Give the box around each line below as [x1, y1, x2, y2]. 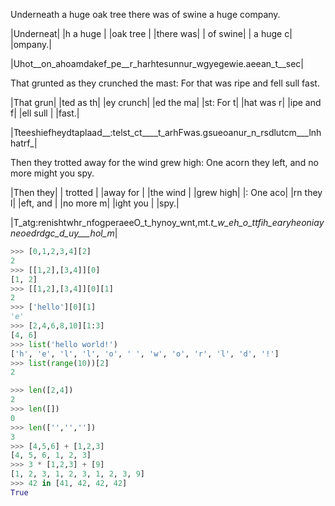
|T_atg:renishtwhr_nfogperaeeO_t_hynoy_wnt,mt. [10, 217, 212, 228]
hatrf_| [10, 137, 38, 149]
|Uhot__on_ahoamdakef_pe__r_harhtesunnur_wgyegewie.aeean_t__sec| [10, 58, 304, 69]
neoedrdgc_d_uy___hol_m [10, 227, 115, 239]
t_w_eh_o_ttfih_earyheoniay [210, 217, 325, 228]
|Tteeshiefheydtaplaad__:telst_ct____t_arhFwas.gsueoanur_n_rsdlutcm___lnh [10, 127, 322, 138]
